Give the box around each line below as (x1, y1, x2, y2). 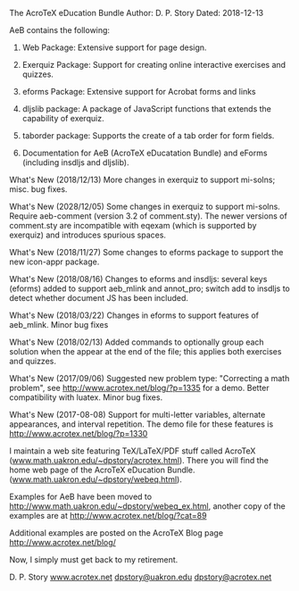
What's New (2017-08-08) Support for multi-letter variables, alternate (9, 410, 266, 420)
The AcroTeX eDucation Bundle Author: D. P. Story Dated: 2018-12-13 (9, 8, 264, 18)
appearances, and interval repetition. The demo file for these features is (9, 419, 274, 429)
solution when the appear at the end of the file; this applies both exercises (9, 346, 282, 356)
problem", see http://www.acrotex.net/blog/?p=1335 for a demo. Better (9, 383, 270, 393)
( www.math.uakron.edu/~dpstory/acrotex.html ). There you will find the (9, 455, 270, 465)
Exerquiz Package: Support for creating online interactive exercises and (21, 60, 287, 70)
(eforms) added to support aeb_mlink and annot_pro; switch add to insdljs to (9, 283, 290, 294)
